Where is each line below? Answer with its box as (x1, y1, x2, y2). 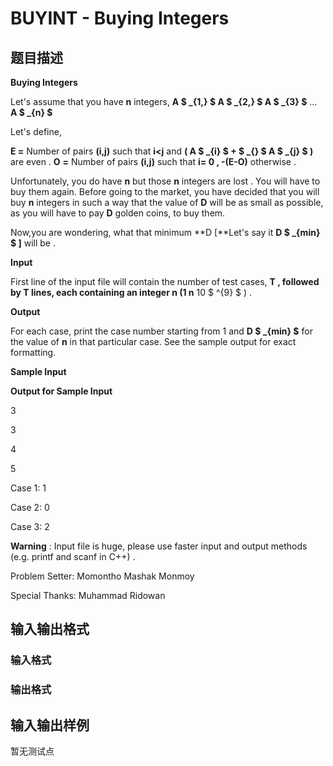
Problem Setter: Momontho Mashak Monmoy (10, 570, 195, 582)
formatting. (10, 347, 57, 358)
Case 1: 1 (10, 482, 47, 494)
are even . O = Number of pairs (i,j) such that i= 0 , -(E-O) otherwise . (10, 156, 297, 167)
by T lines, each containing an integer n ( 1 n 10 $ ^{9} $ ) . (10, 287, 253, 298)
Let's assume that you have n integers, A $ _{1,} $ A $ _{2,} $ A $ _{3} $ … (10, 96, 318, 107)
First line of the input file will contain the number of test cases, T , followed (10, 276, 320, 287)
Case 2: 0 (10, 502, 50, 513)
